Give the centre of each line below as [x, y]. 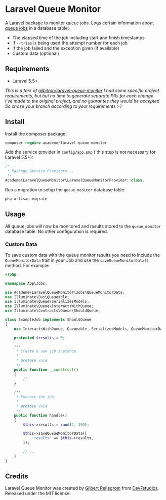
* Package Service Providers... [41, 171]
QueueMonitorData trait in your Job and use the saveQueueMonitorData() [77, 260]
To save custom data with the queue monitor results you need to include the [83, 255]
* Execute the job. [36, 397]
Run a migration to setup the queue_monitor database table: [65, 189]
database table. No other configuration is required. [57, 231]
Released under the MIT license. [38, 494]
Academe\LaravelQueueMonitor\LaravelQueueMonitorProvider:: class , [75, 181]
